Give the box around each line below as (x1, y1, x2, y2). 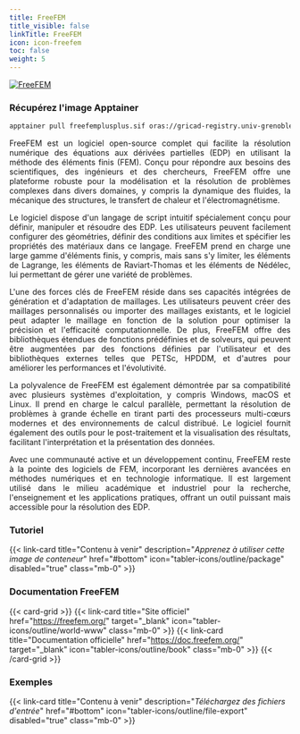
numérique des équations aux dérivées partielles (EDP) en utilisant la (9, 148, 291, 158)
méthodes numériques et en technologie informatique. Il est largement (9, 473, 291, 484)
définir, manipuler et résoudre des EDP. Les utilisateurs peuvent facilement (9, 222, 291, 232)
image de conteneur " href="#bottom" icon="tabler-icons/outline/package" (9, 553, 285, 564)
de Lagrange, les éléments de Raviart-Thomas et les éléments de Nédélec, (9, 260, 291, 271)
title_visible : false (9, 21, 90, 30)
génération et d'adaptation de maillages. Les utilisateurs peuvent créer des (9, 296, 291, 307)
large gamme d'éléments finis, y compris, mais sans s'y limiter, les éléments (9, 250, 291, 261)
